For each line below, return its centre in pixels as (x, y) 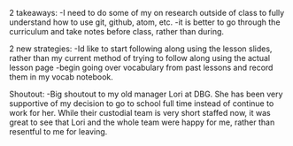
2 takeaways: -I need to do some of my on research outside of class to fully (147, 13)
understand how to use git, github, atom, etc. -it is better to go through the (145, 22)
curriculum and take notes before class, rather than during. (116, 31)
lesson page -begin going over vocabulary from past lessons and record (141, 67)
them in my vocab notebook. (61, 77)
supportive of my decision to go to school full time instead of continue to (142, 104)
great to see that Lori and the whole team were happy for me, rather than (142, 122)
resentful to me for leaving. (58, 131)
